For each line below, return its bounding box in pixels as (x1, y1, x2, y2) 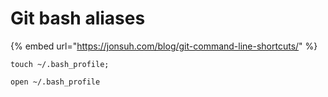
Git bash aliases (10, 7, 146, 30)
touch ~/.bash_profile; (10, 59, 110, 69)
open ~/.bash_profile (10, 77, 101, 87)
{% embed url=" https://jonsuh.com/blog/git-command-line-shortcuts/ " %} (10, 40, 318, 52)
